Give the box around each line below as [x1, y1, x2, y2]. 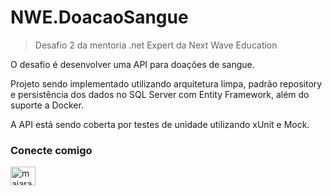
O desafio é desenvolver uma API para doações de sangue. [10, 58, 255, 70]
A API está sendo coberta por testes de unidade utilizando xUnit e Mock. [10, 118, 310, 130]
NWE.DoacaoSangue [10, 6, 189, 29]
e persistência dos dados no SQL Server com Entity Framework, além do [10, 88, 310, 100]
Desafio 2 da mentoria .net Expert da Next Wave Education [34, 39, 278, 51]
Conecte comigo [10, 143, 93, 157]
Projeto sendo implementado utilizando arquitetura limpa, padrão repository [10, 77, 323, 90]
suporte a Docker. [10, 99, 84, 111]
